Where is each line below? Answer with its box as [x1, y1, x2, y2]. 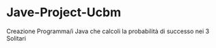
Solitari [6, 34, 27, 42]
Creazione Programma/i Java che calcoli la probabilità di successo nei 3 [6, 27, 210, 35]
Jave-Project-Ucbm [6, 5, 122, 20]
